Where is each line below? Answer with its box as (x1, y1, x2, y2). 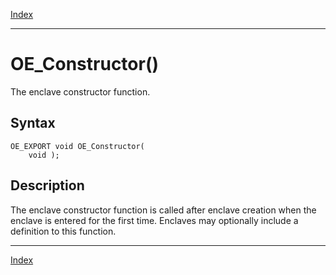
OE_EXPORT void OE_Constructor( (10, 141, 145, 151)
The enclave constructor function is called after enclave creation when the (10, 204, 317, 216)
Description (10, 177, 85, 194)
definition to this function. (10, 225, 117, 237)
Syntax (10, 115, 56, 132)
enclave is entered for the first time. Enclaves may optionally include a (10, 214, 299, 226)
